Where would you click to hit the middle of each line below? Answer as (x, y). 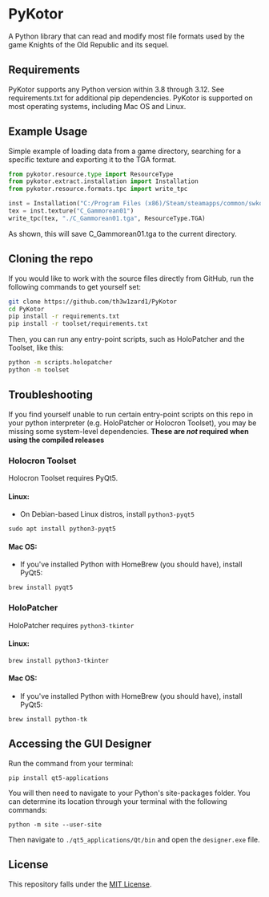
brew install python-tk (48, 720)
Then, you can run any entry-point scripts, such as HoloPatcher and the (126, 339)
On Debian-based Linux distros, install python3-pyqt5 (107, 514)
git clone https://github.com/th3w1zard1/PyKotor (93, 302)
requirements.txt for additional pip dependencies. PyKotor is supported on (131, 98)
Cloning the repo (51, 259)
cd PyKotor (26, 309)
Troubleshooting (51, 395)
